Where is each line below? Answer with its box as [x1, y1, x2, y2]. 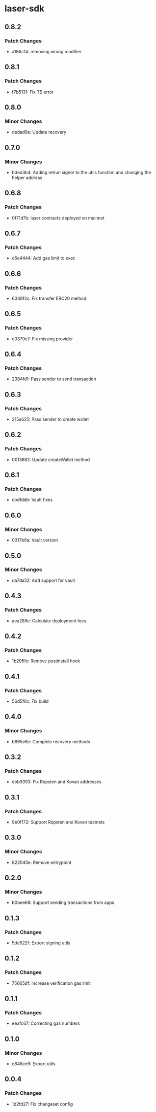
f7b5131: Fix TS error [11, 89, 54, 95]
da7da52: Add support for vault [11, 577, 76, 583]
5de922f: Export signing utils [11, 940, 71, 946]
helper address [11, 175, 43, 180]
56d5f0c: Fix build [11, 698, 49, 704]
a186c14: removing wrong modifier [11, 48, 82, 54]
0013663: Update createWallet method [11, 457, 90, 463]
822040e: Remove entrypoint [11, 859, 72, 865]
